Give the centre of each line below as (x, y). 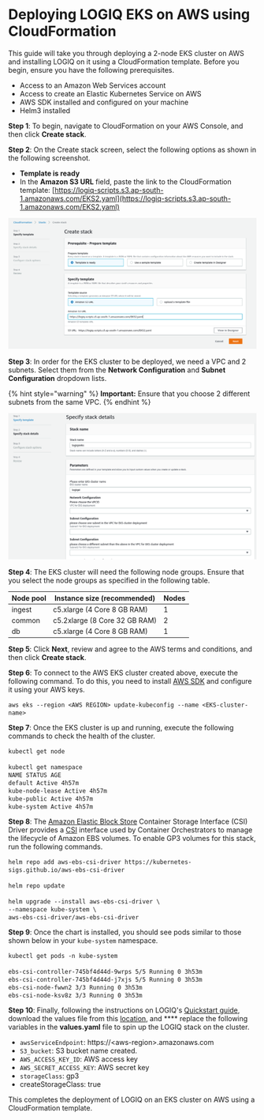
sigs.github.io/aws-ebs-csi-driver (67, 870)
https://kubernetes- (158, 862)
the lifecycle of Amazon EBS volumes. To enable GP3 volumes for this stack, (132, 838)
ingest (22, 609)
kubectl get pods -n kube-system (63, 956)
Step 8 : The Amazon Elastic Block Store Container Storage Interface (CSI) (128, 821)
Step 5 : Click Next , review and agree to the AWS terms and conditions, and (130, 649)
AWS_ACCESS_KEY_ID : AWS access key (78, 1059)
